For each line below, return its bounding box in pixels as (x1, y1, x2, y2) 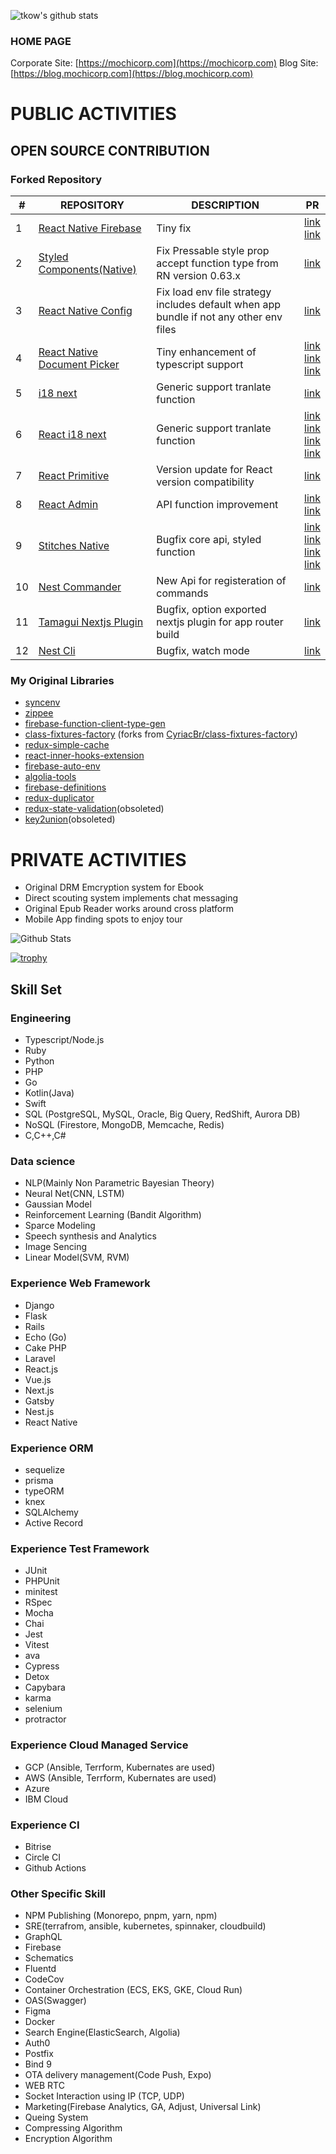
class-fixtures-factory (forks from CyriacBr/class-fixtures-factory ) (24, 728, 298, 740)
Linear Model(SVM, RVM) (24, 1251, 130, 1264)
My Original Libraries (10, 674, 115, 688)
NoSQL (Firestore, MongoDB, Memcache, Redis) (24, 1119, 225, 1131)
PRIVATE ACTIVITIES (10, 848, 187, 871)
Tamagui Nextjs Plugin (38, 615, 144, 629)
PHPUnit (24, 1575, 60, 1587)
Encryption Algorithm (24, 2133, 113, 2145)
